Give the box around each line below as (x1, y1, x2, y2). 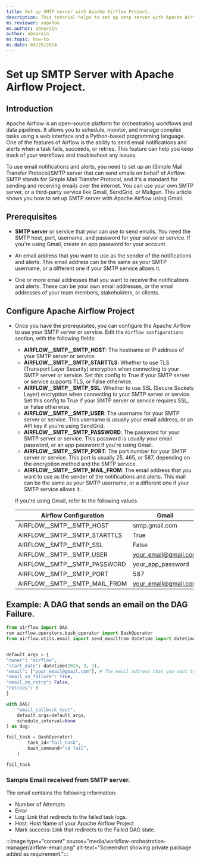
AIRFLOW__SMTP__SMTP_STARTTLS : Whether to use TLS (23, 359, 170, 366)
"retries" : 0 (6, 685, 39, 691)
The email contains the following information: (6, 789, 117, 796)
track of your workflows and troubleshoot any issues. (6, 151, 137, 159)
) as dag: (6, 724, 31, 729)
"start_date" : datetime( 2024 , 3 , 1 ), (6, 663, 100, 669)
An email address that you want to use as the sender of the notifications (14, 252, 192, 259)
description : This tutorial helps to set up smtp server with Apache (6, 14, 183, 20)
